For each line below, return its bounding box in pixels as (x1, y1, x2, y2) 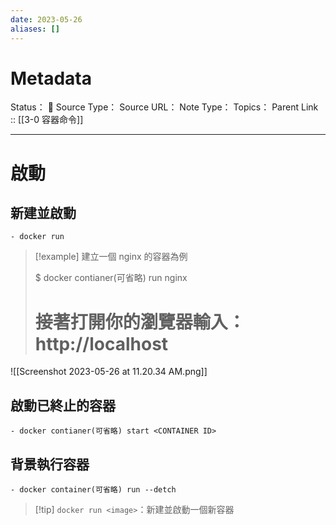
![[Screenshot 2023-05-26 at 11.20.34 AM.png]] (10, 366, 208, 378)
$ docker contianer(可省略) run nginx (34, 272, 188, 284)
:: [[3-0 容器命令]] (10, 114, 84, 126)
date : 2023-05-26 (10, 14, 83, 25)
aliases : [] (10, 24, 60, 34)
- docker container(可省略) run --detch (10, 485, 177, 495)
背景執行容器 (10, 456, 90, 473)
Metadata (10, 67, 92, 90)
